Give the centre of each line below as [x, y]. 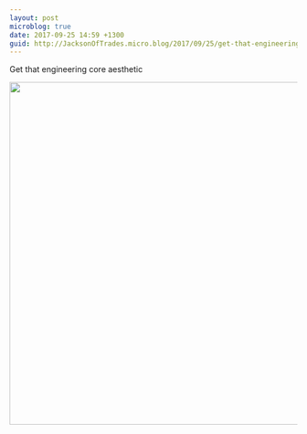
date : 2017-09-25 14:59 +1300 [67, 35]
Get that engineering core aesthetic [76, 69]
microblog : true [40, 26]
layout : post [34, 18]
